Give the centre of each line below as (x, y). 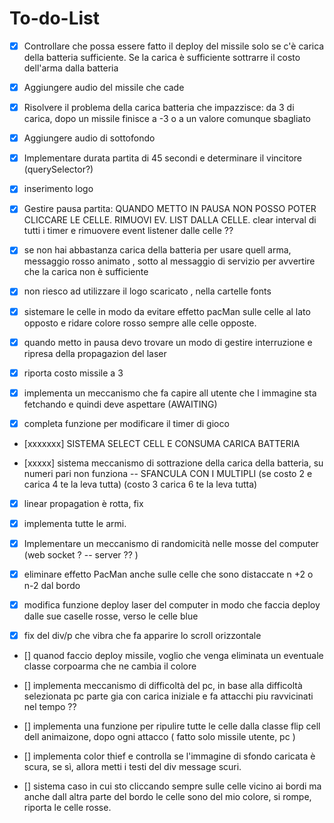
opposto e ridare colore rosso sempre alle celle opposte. (140, 323)
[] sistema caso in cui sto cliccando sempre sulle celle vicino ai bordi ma (172, 786)
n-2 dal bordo (52, 586)
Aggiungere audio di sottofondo (89, 138)
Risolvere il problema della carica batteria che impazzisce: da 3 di (159, 108)
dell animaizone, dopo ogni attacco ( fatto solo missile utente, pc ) (159, 737)
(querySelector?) (58, 169)
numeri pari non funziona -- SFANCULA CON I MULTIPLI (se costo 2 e (168, 473)
